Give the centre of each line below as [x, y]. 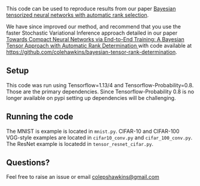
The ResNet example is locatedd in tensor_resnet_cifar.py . [80, 144]
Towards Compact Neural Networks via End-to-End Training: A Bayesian [95, 39]
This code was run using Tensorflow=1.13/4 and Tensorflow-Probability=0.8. [100, 85]
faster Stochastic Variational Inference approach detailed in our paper [92, 33]
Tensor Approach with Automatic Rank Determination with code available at [99, 45]
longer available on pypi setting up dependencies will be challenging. [91, 97]
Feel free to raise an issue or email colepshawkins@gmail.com [83, 177]
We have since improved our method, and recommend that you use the [93, 27]
